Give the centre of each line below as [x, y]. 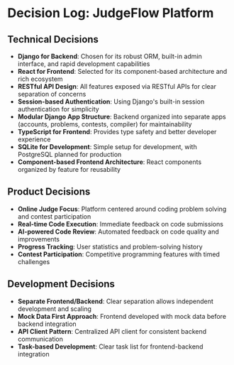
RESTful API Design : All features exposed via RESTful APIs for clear [117, 86]
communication [40, 339]
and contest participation [54, 216]
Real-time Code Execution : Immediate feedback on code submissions [120, 224]
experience [34, 139]
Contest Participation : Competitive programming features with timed [118, 254]
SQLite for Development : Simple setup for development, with [107, 147]
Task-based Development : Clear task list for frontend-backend [110, 347]
